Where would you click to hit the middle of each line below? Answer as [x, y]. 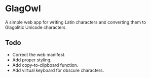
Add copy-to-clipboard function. [45, 65]
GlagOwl [23, 9]
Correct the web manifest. [39, 54]
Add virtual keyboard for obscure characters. [58, 70]
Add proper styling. [32, 60]
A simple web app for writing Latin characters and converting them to [76, 22]
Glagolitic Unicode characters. [36, 27]
